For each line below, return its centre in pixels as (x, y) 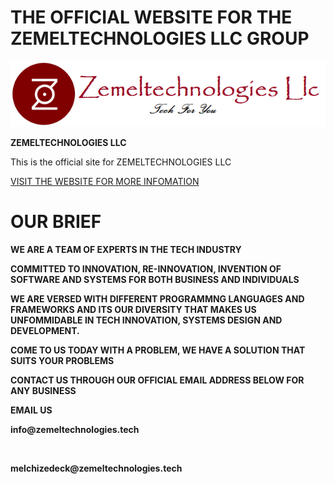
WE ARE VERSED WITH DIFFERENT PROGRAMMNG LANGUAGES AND (157, 299)
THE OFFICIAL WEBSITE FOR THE (151, 17)
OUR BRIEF (56, 222)
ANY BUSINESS (43, 391)
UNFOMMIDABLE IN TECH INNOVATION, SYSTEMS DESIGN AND (146, 320)
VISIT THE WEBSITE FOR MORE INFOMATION (105, 182)
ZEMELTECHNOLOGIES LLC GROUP (160, 38)
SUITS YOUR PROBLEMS (62, 361)
